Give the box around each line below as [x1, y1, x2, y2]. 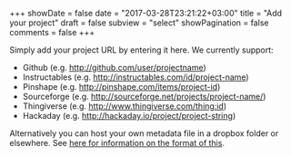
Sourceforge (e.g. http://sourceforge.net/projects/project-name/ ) [22, 91, 266, 102]
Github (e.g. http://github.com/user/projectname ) [22, 63, 206, 73]
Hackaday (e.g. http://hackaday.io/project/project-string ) [22, 111, 236, 121]
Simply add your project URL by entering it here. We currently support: [9, 44, 275, 55]
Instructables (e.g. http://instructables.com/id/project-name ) [22, 72, 249, 83]
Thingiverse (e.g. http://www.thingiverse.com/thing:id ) [22, 101, 227, 112]
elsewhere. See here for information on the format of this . [9, 138, 226, 148]
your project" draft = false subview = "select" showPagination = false [9, 17, 270, 28]
